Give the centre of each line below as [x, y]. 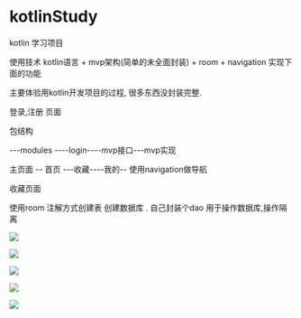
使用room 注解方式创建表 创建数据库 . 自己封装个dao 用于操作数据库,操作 [144, 207]
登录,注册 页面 [35, 111]
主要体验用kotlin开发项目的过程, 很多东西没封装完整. [106, 92]
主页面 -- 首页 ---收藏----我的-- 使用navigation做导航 [108, 169]
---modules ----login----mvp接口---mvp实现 [93, 150]
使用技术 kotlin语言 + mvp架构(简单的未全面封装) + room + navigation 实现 [147, 61]
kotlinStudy [54, 17]
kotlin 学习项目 [36, 42]
